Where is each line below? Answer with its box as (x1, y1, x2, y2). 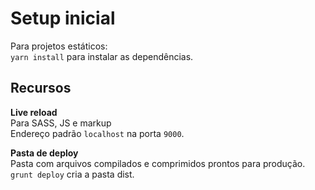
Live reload (10, 106, 58, 118)
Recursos (10, 80, 72, 97)
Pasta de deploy (10, 147, 79, 159)
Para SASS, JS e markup (10, 117, 112, 129)
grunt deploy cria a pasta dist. (10, 168, 135, 180)
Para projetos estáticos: (10, 40, 108, 52)
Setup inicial (10, 7, 116, 30)
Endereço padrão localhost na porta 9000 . (10, 127, 185, 139)
